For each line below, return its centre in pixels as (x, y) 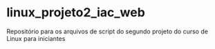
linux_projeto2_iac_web (76, 13)
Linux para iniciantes (36, 38)
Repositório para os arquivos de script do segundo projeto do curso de (107, 31)
